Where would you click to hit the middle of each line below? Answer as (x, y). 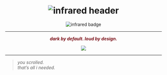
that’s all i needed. (36, 68)
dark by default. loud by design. (83, 38)
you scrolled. (31, 62)
